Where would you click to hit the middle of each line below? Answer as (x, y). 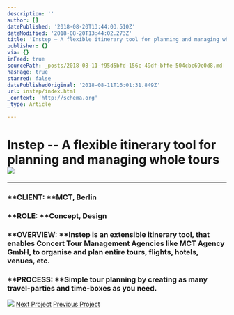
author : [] (23, 20)
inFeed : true (26, 59)
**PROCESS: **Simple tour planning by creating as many (107, 279)
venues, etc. (29, 261)
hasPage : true (28, 72)
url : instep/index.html (42, 91)
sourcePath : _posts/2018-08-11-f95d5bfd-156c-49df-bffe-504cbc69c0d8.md (115, 66)
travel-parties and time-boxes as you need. (82, 288)
